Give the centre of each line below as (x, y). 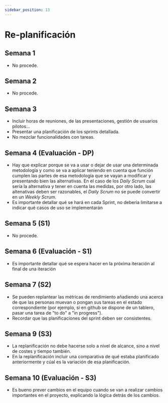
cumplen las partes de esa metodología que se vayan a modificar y (81, 176)
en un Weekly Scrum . (34, 197)
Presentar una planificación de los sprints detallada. (66, 132)
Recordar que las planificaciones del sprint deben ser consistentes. (82, 318)
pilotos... (21, 127)
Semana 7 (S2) (28, 285)
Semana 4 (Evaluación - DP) (49, 153)
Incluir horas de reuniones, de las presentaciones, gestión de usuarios (85, 121)
